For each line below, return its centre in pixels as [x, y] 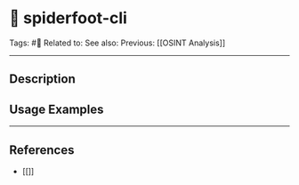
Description [42, 79]
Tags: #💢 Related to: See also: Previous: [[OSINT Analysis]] [117, 43]
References [42, 150]
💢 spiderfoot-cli [68, 18]
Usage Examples [57, 109]
